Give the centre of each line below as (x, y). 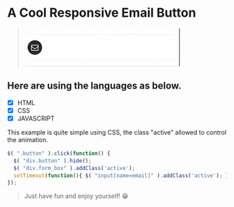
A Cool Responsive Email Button (102, 13)
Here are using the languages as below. (94, 86)
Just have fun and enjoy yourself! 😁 (76, 196)
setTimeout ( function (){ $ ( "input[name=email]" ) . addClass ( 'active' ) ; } (121, 176)
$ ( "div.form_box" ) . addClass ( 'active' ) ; (75, 168)
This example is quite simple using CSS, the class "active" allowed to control (117, 132)
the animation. (28, 139)
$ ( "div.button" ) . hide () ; (53, 161)
